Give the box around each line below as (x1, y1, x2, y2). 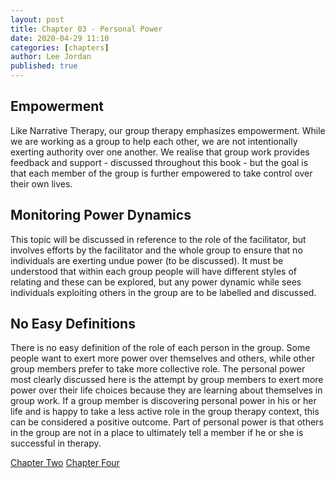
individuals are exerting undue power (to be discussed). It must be (10, 254, 284, 266)
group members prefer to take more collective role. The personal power (10, 363, 306, 375)
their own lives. (10, 177, 73, 190)
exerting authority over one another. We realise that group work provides (10, 146, 310, 158)
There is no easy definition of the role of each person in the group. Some (10, 342, 311, 354)
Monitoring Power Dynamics (10, 207, 192, 224)
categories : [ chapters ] (10, 42, 110, 53)
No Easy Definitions (10, 316, 136, 333)
